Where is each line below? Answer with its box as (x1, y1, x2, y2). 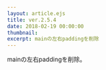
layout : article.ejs (7, 10, 66, 17)
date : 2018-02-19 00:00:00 (7, 23, 84, 30)
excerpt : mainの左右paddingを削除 (7, 36, 99, 43)
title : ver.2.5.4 (7, 16, 57, 23)
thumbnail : (7, 29, 38, 36)
